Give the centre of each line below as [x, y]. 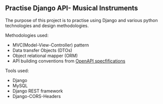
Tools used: [17, 70]
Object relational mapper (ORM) [45, 55]
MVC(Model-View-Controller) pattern [51, 45]
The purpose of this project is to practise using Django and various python [81, 20]
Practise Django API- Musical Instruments [72, 8]
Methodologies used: [27, 35]
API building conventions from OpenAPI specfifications [69, 61]
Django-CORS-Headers [37, 96]
